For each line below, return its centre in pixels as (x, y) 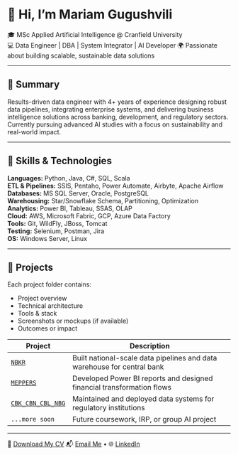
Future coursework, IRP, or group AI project (144, 419)
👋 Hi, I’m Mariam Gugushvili (90, 15)
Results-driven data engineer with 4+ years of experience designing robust (117, 102)
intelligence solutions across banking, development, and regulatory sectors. (118, 117)
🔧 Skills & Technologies (59, 161)
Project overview (42, 299)
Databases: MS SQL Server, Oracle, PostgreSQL (78, 193)
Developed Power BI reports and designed (142, 378)
